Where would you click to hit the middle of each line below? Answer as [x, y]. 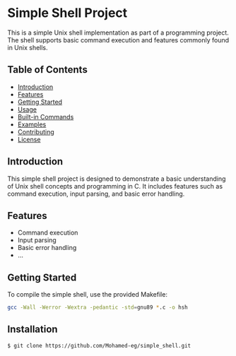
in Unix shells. [28, 47]
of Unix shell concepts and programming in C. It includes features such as [115, 186]
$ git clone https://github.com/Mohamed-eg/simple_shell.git [99, 345]
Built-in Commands [46, 117]
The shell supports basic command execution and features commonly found [118, 40]
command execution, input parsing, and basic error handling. [96, 194]
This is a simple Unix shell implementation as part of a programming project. [118, 32]
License [29, 139]
